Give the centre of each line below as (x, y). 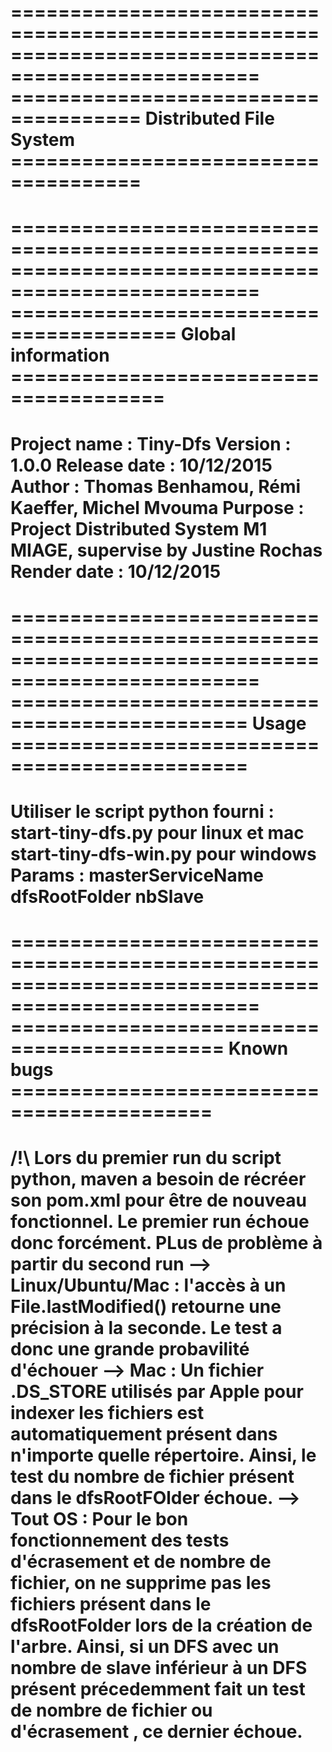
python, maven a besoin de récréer (158, 1179)
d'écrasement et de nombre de (141, 1562)
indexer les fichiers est (107, 1413)
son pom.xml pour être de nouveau (158, 1200)
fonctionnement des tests (120, 1540)
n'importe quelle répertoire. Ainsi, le (163, 1455)
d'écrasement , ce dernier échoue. (156, 1732)
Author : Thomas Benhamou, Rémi (156, 486)
